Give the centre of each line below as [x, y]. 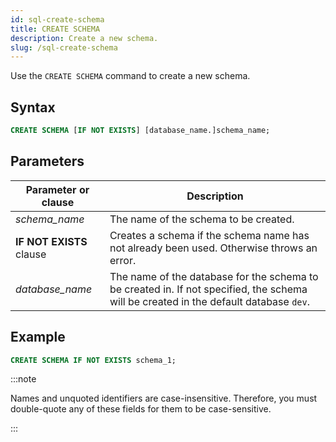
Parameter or [57, 189]
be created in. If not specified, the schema [208, 289]
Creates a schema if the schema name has [209, 235]
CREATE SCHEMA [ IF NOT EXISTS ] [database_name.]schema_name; [140, 131]
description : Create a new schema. [84, 38]
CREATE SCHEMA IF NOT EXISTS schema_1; [93, 360]
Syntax [33, 107]
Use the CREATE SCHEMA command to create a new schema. [130, 76]
